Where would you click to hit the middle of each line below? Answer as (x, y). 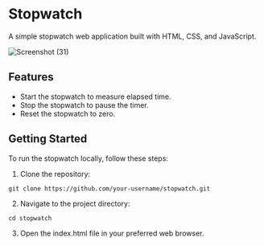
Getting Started (48, 139)
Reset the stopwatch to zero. (68, 113)
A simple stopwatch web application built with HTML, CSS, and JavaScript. (132, 36)
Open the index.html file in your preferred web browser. (112, 233)
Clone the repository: (55, 174)
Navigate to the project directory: (75, 203)
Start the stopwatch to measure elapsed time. (95, 96)
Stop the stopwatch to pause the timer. (84, 105)
